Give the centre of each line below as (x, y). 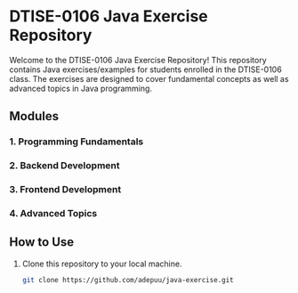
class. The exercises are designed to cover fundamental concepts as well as (149, 78)
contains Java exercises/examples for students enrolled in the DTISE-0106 (145, 69)
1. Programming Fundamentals (77, 142)
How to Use (42, 242)
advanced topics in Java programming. (81, 88)
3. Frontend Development (65, 190)
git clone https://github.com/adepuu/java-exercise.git (128, 280)
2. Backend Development (64, 166)
